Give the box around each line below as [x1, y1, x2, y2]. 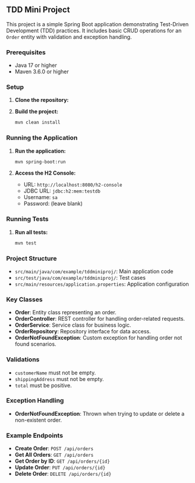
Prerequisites [6, 48, 46, 56]
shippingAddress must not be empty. [14, 375, 104, 382]
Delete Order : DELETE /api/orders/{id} [14, 470, 112, 478]
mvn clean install [14, 119, 61, 126]
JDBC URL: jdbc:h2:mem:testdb [23, 187, 101, 194]
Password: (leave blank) [23, 200, 83, 208]
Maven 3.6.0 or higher [14, 68, 70, 75]
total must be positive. [14, 382, 73, 389]
